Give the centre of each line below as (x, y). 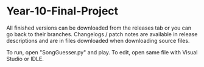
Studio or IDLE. (25, 59)
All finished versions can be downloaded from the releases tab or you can (99, 28)
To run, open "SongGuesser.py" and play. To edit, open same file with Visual (102, 52)
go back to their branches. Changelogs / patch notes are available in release (102, 34)
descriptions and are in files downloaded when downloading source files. (98, 40)
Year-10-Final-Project (62, 11)
